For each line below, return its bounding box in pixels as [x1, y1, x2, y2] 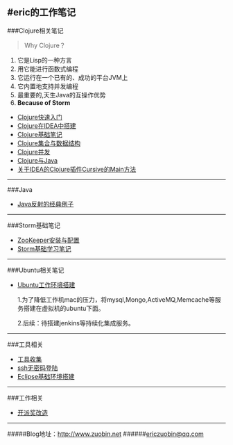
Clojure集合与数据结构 [17, 138, 81, 147]
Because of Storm [17, 98, 71, 106]
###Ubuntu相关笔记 [7, 266, 64, 274]
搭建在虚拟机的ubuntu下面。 [23, 304, 105, 312]
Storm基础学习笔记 [17, 244, 71, 252]
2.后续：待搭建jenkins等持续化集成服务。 [17, 318, 135, 327]
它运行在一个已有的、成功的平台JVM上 [17, 73, 128, 81]
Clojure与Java [17, 156, 58, 165]
